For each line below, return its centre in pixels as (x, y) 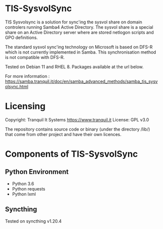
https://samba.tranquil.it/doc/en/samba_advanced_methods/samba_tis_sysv (81, 81)
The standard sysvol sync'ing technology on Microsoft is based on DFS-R (79, 47)
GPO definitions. (21, 38)
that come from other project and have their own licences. (63, 134)
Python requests (28, 189)
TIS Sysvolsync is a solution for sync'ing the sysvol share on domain (74, 22)
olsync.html (17, 86)
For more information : (27, 76)
